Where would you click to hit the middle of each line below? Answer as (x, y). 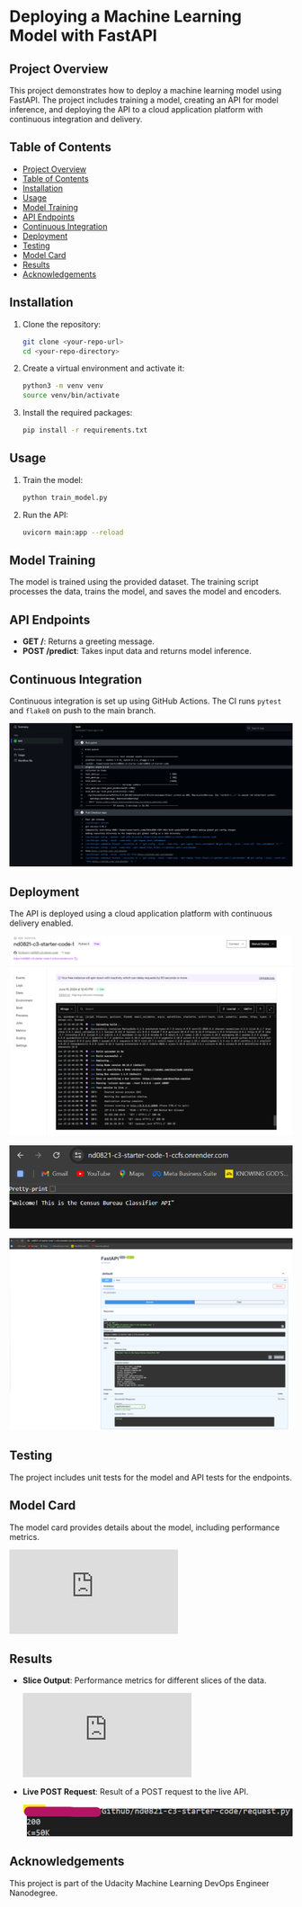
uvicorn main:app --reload (73, 533)
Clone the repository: (62, 324)
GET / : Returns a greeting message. (89, 641)
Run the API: (45, 515)
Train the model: (53, 479)
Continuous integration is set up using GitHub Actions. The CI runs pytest (146, 701)
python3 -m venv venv (63, 386)
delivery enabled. (41, 923)
